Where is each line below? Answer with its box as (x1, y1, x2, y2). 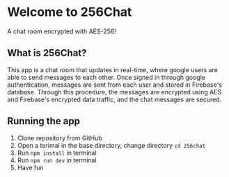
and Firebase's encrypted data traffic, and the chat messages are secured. (7, 95, 222, 103)
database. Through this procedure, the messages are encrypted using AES (7, 87, 222, 96)
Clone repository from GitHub (17, 133, 102, 142)
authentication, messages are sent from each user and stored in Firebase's (7, 81, 223, 89)
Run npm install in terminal (17, 149, 97, 157)
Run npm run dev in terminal (17, 155, 97, 164)
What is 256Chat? (7, 47, 87, 59)
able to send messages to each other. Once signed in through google (7, 73, 205, 81)
